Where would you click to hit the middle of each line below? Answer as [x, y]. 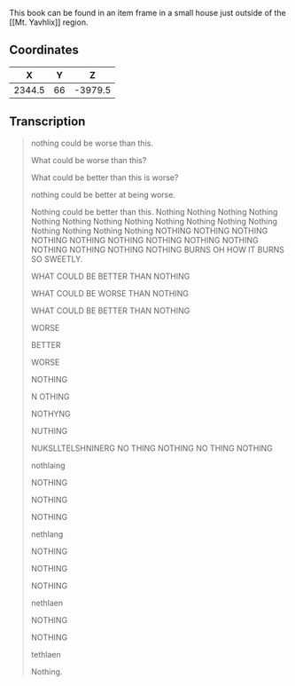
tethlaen [46, 654]
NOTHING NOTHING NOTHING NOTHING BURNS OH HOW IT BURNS [158, 249]
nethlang [47, 534]
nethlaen [47, 603]
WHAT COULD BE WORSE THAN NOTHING [109, 293]
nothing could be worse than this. [92, 143]
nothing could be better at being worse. [103, 194]
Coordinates [44, 50]
